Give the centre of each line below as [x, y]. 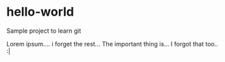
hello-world [40, 12]
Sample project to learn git [44, 31]
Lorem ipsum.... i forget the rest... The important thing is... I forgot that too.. [113, 44]
